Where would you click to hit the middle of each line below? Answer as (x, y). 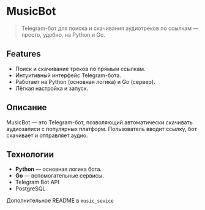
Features (24, 54)
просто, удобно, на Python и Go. (63, 34)
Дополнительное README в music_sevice (60, 201)
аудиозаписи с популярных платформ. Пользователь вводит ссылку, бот (102, 129)
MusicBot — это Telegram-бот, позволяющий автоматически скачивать (99, 122)
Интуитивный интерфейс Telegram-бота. (68, 75)
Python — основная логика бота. (58, 169)
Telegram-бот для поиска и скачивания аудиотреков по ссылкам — (110, 28)
